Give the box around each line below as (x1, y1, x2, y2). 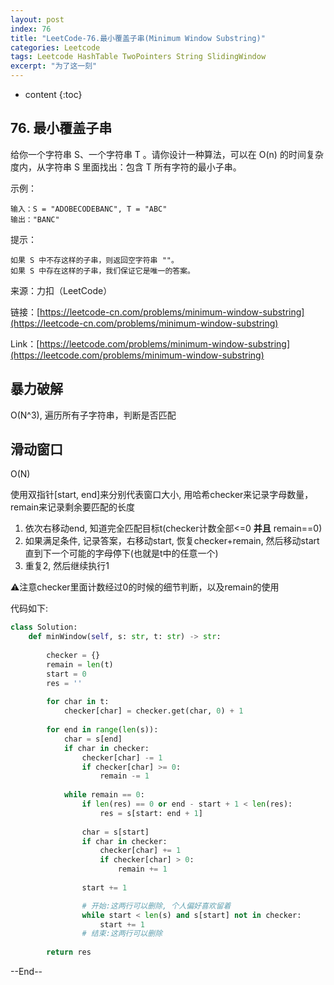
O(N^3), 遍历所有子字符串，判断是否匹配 (10, 409, 177, 421)
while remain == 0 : (63, 790, 145, 800)
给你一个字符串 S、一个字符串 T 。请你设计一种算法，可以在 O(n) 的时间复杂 (10, 148, 324, 160)
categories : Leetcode (10, 42, 101, 53)
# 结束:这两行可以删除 (81, 929, 163, 939)
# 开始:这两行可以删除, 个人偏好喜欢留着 (81, 901, 232, 911)
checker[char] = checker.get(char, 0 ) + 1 (63, 706, 244, 716)
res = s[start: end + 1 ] (99, 808, 203, 818)
